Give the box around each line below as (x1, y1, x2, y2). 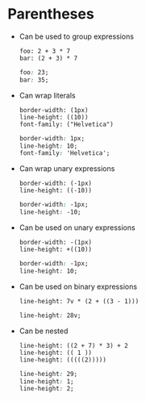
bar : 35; (19, 76, 49, 84)
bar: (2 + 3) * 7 (19, 54, 78, 62)
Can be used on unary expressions (19, 223, 136, 232)
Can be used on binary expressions (19, 282, 138, 291)
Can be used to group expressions (19, 31, 135, 41)
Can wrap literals (19, 90, 76, 100)
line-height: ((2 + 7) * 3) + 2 (19, 341, 128, 349)
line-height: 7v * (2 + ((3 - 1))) (19, 297, 140, 305)
